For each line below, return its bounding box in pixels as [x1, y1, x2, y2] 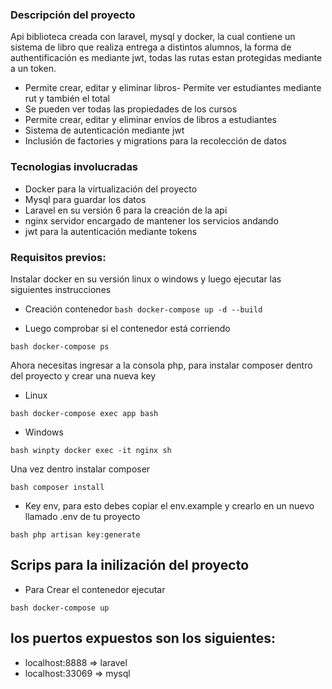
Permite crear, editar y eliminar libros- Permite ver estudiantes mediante [24, 82, 322, 94]
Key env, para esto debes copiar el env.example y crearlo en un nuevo [24, 499, 315, 512]
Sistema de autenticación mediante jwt [24, 124, 185, 137]
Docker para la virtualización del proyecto [24, 183, 198, 195]
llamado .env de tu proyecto [24, 510, 141, 522]
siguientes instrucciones [10, 283, 112, 295]
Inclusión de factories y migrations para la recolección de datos [24, 135, 287, 147]
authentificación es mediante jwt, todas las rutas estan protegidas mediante [10, 52, 323, 64]
